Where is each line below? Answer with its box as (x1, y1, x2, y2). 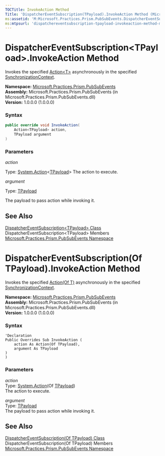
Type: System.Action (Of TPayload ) (5, 383, 76, 389)
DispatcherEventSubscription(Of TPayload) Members (5, 440, 113, 446)
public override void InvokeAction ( (5, 123, 80, 128)
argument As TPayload (14, 346, 58, 351)
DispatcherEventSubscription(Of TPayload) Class (5, 435, 105, 441)
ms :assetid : (5, 16, 29, 21)
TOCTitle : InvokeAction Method (5, 7, 69, 12)
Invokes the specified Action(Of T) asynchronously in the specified (5, 279, 140, 286)
